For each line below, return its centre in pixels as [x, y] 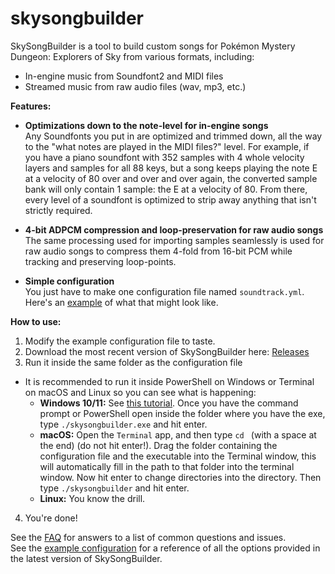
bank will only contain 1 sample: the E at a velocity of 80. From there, [166, 189]
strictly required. [58, 210]
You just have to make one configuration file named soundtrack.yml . [164, 291]
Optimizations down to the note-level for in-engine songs [146, 125]
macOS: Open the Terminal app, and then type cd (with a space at [178, 434]
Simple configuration [69, 281]
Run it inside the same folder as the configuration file [133, 362]
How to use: [36, 321]
